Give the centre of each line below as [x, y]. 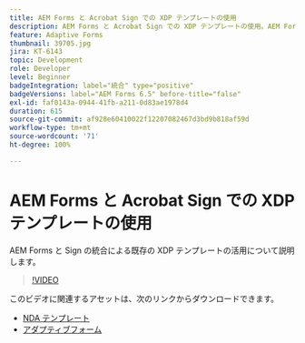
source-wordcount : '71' [54, 136]
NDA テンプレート [56, 318]
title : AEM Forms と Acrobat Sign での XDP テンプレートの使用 [123, 18]
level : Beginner [40, 77]
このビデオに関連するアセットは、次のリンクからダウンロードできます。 [144, 298]
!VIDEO [45, 279]
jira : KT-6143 [36, 52]
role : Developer [40, 69]
